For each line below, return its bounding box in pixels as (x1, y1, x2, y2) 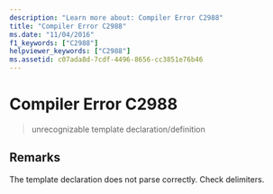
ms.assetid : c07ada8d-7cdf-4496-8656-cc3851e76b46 (9, 55, 204, 64)
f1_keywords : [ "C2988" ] (9, 38, 99, 48)
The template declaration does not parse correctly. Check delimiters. (9, 173, 265, 185)
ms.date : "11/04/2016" (9, 30, 95, 39)
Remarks (9, 150, 61, 165)
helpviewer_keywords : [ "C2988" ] (9, 47, 131, 56)
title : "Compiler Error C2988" (9, 22, 127, 31)
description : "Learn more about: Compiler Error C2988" (9, 13, 223, 23)
